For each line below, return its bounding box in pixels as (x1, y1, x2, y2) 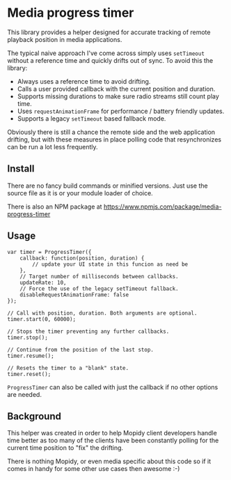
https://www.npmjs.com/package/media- (103, 202, 222, 211)
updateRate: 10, (19, 279, 67, 286)
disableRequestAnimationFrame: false (19, 291, 129, 298)
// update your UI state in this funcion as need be (32, 260, 189, 268)
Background (7, 410, 61, 422)
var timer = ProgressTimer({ (7, 248, 92, 255)
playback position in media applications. (7, 35, 122, 43)
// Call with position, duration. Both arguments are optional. (7, 309, 198, 317)
